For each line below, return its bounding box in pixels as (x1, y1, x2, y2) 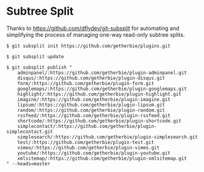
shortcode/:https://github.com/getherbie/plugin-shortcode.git (17, 118, 182, 124)
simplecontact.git (6, 129, 53, 135)
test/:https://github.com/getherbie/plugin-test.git (17, 139, 155, 145)
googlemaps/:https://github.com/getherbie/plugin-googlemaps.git (17, 86, 188, 92)
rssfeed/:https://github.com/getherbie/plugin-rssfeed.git (17, 112, 171, 119)
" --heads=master (6, 160, 51, 166)
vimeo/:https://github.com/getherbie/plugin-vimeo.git (17, 144, 160, 151)
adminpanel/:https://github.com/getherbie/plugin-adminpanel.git (17, 69, 188, 76)
